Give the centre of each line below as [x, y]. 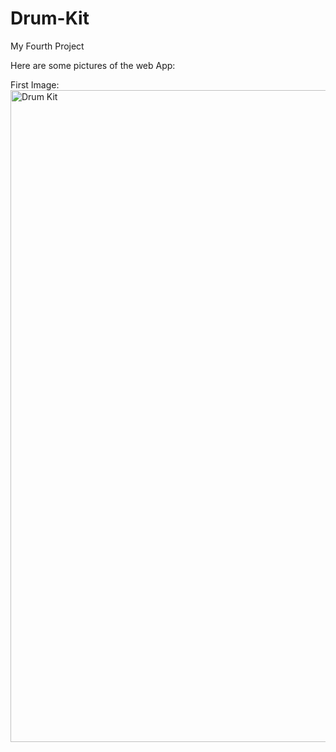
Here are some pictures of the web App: [93, 65]
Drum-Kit [50, 18]
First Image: [35, 84]
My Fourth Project [47, 46]
